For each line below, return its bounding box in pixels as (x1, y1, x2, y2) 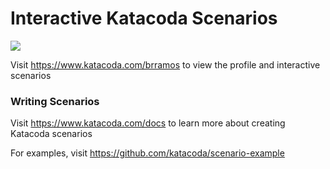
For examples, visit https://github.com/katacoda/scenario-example (10, 147, 285, 159)
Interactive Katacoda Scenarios (10, 7, 278, 30)
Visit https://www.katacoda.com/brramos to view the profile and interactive (10, 58, 321, 71)
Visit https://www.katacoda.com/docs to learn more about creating (10, 117, 286, 129)
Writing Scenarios (10, 94, 100, 108)
